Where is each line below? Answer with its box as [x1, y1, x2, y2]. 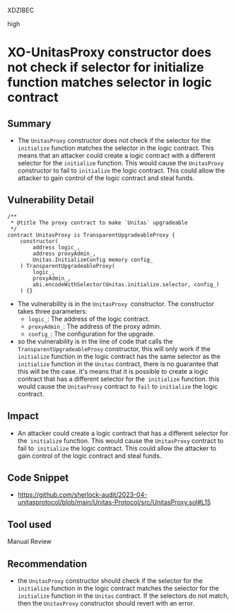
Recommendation [7, 557, 87, 569]
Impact [7, 410, 39, 423]
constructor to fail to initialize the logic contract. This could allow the [17, 166, 225, 175]
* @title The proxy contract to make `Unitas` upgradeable [10, 219, 189, 226]
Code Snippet [7, 472, 69, 484]
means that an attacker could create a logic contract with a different [17, 151, 216, 160]
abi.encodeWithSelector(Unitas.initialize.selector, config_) [33, 281, 220, 288]
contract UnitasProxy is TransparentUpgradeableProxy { [7, 231, 175, 239]
